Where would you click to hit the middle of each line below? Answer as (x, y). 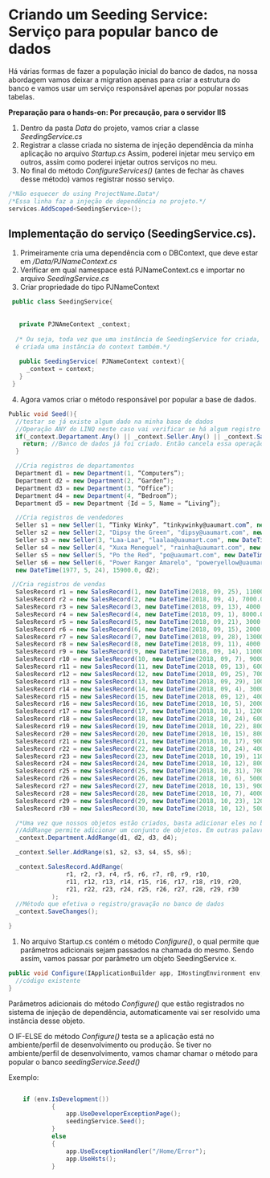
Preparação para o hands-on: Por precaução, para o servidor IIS (117, 112)
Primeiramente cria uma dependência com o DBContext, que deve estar (139, 253)
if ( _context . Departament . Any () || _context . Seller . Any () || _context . (136, 436)
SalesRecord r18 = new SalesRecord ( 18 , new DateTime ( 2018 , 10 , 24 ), (133, 719)
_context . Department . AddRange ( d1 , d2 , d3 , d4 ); (97, 838)
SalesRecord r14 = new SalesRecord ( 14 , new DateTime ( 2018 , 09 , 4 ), (131, 689)
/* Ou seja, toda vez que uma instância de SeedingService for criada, (138, 339)
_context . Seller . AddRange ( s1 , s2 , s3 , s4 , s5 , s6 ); (104, 853)
